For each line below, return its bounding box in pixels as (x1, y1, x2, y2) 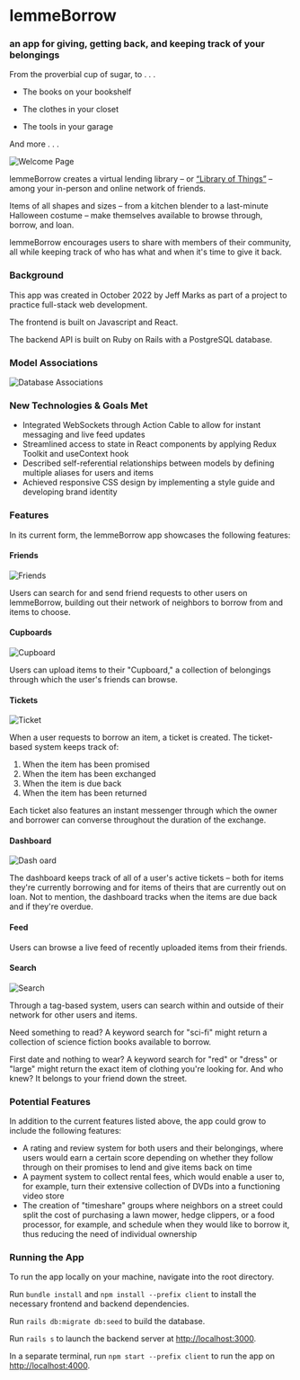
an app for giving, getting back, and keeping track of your (9, 38, 265, 50)
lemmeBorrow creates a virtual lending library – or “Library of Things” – (9, 174, 273, 184)
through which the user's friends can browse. (9, 674, 178, 685)
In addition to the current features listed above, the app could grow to (9, 1116, 267, 1126)
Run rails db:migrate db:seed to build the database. (9, 1316, 206, 1327)
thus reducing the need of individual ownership (22, 1229, 198, 1240)
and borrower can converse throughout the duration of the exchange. (9, 815, 267, 825)
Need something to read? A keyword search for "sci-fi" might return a (9, 1027, 268, 1037)
